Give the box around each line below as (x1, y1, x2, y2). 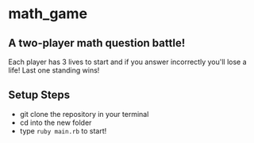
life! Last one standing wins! (8, 66, 100, 75)
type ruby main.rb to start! (19, 126, 107, 135)
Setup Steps (8, 88, 70, 102)
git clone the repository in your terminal (19, 109, 149, 119)
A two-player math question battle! (8, 36, 186, 50)
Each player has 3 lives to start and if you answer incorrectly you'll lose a (8, 57, 248, 66)
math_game (8, 5, 88, 23)
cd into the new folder (19, 118, 92, 127)
